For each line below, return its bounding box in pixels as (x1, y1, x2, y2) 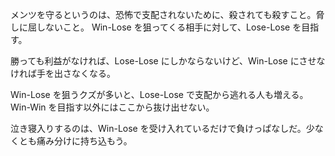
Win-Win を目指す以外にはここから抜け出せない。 (10, 101, 215, 113)
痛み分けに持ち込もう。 (36, 135, 133, 147)
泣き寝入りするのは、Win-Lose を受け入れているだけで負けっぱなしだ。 (10, 123, 307, 134)
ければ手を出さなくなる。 (10, 68, 116, 79)
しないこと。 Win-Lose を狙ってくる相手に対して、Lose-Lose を (36, 21, 302, 33)
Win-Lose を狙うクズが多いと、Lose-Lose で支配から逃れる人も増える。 (10, 89, 309, 100)
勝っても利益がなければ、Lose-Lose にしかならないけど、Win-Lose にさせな (10, 55, 326, 67)
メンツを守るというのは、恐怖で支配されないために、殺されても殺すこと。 (10, 9, 317, 20)
